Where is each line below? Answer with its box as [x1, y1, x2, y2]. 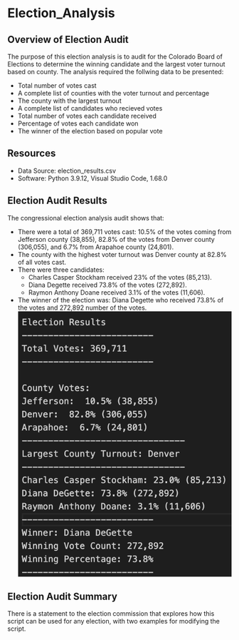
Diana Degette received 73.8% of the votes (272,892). [28, 280, 187, 289]
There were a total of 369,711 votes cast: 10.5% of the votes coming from [17, 227, 232, 236]
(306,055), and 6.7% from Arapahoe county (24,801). [17, 243, 174, 251]
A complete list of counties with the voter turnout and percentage [17, 89, 210, 97]
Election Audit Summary [7, 590, 117, 602]
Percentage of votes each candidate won [17, 119, 139, 128]
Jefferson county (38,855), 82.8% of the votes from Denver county [17, 235, 215, 243]
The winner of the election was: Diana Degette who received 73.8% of [17, 295, 224, 304]
